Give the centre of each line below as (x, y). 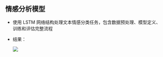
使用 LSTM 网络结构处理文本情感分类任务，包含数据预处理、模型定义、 (87, 22)
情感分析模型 (25, 9)
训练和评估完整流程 (33, 28)
